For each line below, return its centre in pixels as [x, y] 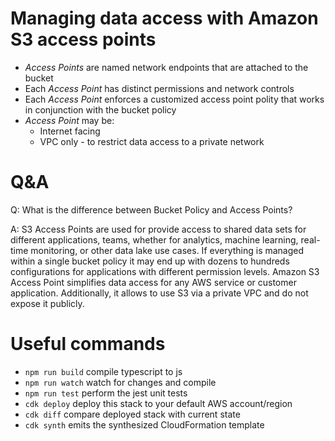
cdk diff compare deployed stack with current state [132, 414]
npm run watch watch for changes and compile [120, 382]
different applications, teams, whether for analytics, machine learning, [154, 239]
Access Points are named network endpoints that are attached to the [166, 67]
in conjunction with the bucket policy [100, 109]
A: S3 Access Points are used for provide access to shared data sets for [158, 229]
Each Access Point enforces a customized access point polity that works [174, 99]
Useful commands [88, 344]
